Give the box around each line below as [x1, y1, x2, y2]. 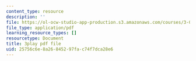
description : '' [6, 14, 45, 20]
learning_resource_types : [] [6, 30, 77, 36]
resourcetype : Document [6, 35, 64, 41]
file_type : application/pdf [6, 24, 75, 31]
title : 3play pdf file [6, 41, 61, 47]
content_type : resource [6, 8, 64, 15]
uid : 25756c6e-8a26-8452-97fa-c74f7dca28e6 [6, 46, 114, 52]
